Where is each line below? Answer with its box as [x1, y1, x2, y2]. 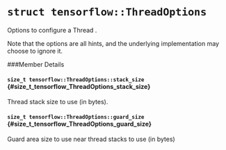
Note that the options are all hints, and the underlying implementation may [7, 39, 220, 47]
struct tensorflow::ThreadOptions [7, 6, 207, 19]
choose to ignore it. [7, 47, 63, 55]
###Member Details [7, 60, 65, 68]
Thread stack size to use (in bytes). [7, 98, 108, 106]
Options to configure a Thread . [7, 26, 97, 34]
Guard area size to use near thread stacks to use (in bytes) [7, 135, 175, 144]
